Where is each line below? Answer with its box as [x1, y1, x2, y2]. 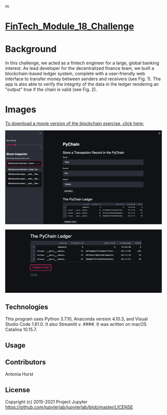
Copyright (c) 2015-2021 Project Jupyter [5, 399, 88, 405]
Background [5, 43, 57, 55]
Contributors [5, 358, 46, 366]
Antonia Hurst [5, 371, 34, 377]
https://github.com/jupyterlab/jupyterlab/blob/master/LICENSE [5, 404, 133, 410]
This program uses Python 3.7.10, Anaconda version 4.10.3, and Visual [5, 316, 148, 322]
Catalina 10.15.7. [5, 327, 37, 333]
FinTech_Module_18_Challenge [5, 21, 134, 32]
